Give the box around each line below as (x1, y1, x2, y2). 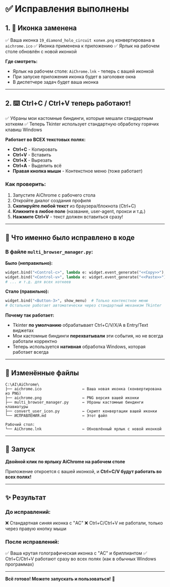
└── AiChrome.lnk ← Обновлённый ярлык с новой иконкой (5, 426, 162, 431)
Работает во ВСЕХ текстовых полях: (5, 136, 86, 142)
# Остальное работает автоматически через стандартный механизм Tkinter (5, 303, 162, 308)
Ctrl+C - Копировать (12, 146, 58, 152)
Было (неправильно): (5, 260, 53, 266)
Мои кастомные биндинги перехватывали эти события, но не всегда (12, 333, 163, 339)
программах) (5, 561, 34, 567)
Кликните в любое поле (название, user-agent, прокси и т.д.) (12, 208, 146, 214)
